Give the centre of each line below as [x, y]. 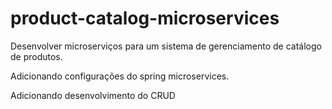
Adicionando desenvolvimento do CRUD [93, 95]
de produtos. [36, 56]
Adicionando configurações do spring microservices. [120, 76]
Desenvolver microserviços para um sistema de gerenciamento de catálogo [166, 46]
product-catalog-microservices [145, 18]
